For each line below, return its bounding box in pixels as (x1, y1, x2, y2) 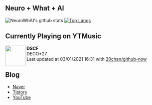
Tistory (12, 89, 28, 95)
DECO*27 (27, 50, 47, 57)
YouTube (12, 94, 31, 100)
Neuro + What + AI (5, 4, 64, 13)
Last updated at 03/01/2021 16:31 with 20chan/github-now (27, 56, 147, 62)
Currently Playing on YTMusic (5, 32, 101, 41)
